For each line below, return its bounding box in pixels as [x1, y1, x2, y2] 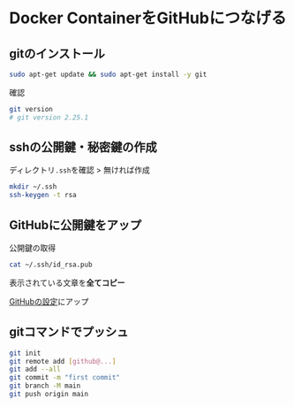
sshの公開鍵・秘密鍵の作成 [9, 140, 157, 155]
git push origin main [9, 390, 89, 399]
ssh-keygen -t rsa [9, 191, 77, 200]
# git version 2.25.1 [9, 112, 89, 122]
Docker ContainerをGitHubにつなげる [9, 8, 287, 28]
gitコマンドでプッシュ [9, 325, 129, 340]
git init [9, 349, 41, 357]
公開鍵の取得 [9, 242, 56, 253]
